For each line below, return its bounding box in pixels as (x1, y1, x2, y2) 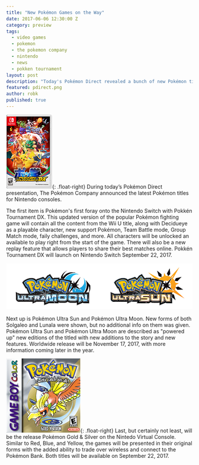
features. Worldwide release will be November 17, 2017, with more (6, 340, 166, 347)
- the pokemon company (11, 47, 68, 53)
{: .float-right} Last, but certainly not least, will (80, 427, 192, 434)
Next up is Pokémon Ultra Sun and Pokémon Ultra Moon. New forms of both (6, 315, 192, 322)
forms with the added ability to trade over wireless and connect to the (6, 445, 176, 453)
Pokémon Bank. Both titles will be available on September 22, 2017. (6, 452, 170, 459)
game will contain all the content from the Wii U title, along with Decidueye (6, 219, 188, 227)
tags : (6, 28, 20, 34)
